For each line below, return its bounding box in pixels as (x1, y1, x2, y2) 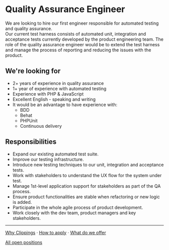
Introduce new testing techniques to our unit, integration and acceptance (12, 161, 164, 168)
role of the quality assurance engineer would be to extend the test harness (5, 41, 160, 47)
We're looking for (5, 67, 61, 75)
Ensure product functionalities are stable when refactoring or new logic (12, 194, 160, 200)
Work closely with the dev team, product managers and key (12, 210, 136, 216)
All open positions (5, 239, 43, 245)
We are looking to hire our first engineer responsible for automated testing (5, 20, 159, 26)
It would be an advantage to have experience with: (12, 102, 118, 108)
